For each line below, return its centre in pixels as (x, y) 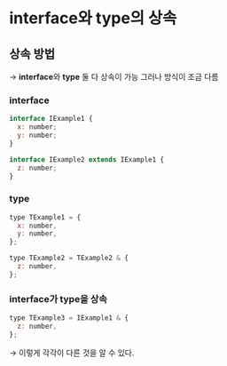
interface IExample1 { (51, 119)
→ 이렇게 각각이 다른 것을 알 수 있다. (72, 353)
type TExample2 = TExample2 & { (69, 259)
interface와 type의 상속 (93, 18)
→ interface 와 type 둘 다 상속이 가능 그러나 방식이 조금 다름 (114, 77)
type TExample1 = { (45, 217)
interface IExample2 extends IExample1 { (87, 159)
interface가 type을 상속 (59, 298)
